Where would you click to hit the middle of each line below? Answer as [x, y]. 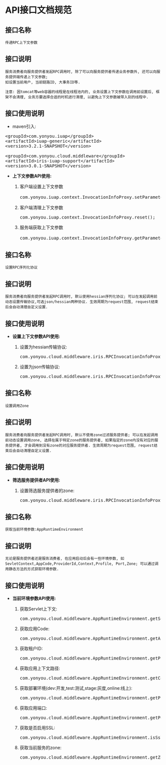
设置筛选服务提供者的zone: [47, 491]
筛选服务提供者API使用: [36, 480]
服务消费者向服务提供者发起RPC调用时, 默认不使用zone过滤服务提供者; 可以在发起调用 [82, 435]
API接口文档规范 [38, 10]
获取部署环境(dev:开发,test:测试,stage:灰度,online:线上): [76, 688]
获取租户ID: [31, 648]
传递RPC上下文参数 [21, 43]
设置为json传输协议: [40, 367]
